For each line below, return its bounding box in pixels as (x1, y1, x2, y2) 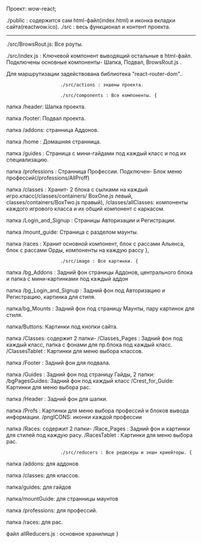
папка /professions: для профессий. (6, 507, 97, 514)
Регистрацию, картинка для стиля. (6, 293, 96, 300)
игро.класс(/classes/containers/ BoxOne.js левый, (6, 192, 133, 199)
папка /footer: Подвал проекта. (6, 115, 86, 122)
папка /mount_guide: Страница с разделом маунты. (6, 228, 138, 236)
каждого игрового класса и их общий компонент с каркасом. (6, 205, 165, 212)
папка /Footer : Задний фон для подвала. (6, 359, 111, 366)
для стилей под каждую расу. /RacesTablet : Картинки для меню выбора (6, 432, 193, 439)
